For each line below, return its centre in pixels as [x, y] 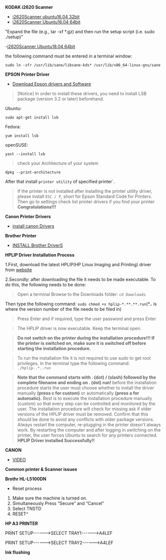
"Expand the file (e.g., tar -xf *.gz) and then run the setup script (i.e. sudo [80, 31]
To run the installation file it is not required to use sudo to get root [84, 358]
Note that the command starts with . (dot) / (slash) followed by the [86, 377]
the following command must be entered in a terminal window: [69, 56]
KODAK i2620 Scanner [29, 7]
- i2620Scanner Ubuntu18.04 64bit [40, 46]
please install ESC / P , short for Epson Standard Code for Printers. [84, 196]
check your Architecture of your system [58, 163]
